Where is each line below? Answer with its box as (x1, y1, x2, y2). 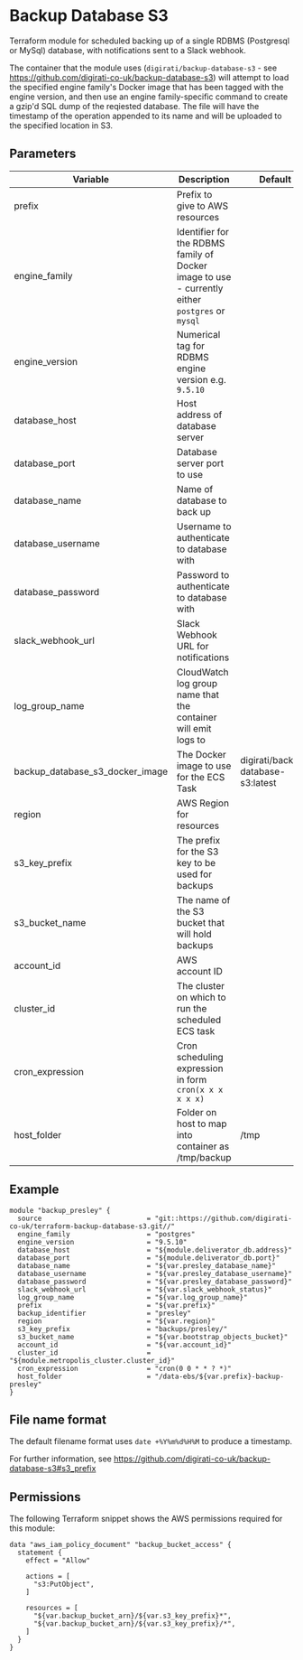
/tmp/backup (176, 1151, 232, 1163)
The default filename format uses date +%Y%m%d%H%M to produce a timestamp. (9, 1436, 293, 1447)
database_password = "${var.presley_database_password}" (17, 1277, 293, 1286)
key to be (176, 856, 216, 869)
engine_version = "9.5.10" (17, 1237, 188, 1246)
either (176, 293, 202, 305)
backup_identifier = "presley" (17, 1309, 192, 1318)
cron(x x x (176, 1085, 224, 1095)
